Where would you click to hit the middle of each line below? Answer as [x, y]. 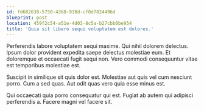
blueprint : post [27, 18]
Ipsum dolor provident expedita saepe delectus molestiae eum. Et [89, 53]
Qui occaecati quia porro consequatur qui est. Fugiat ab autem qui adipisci [100, 95]
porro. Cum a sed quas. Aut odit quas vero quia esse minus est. [86, 84]
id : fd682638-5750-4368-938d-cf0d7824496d [61, 12]
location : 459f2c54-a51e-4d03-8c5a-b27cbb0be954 [69, 23]
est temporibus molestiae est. [44, 66]
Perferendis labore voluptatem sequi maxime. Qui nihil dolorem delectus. [97, 46]
